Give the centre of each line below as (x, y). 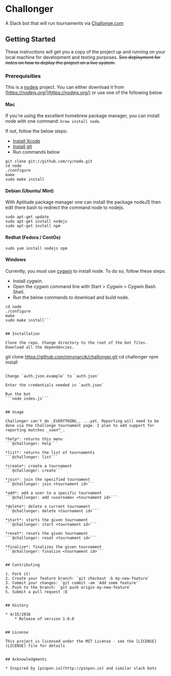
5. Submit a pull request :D (36, 592)
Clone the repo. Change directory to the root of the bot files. (76, 343)
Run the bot (18, 394)
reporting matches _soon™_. (35, 430)
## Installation (23, 334)
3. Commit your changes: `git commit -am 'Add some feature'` (73, 583)
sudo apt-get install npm (33, 226)
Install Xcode (26, 141)
